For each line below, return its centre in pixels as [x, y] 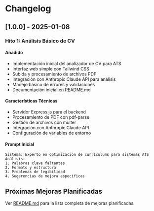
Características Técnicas [31, 101]
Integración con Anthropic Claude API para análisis [64, 79]
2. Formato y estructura [31, 168]
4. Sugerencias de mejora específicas [45, 176]
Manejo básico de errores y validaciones [54, 84]
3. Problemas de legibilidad [35, 172]
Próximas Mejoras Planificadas [54, 191]
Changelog [28, 9]
